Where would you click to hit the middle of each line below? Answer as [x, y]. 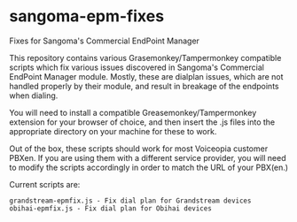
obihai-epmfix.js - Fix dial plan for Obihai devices [111, 208]
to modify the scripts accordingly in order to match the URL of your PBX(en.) [149, 167]
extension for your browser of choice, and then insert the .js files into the [142, 122]
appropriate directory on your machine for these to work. [113, 131]
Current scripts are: [45, 184]
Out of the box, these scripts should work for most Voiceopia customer [139, 149]
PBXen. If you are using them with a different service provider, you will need [148, 157]
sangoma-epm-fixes [87, 16]
